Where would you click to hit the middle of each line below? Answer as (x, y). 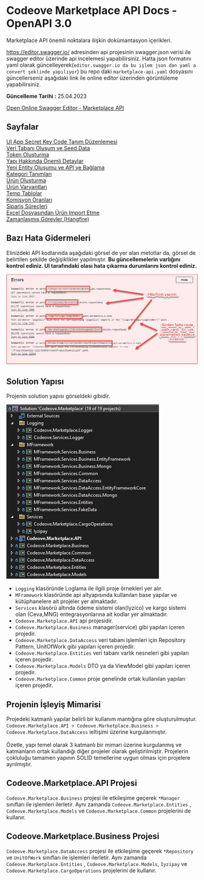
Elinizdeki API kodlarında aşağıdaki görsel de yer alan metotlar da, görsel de (101, 253)
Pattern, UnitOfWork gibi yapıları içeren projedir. (75, 647)
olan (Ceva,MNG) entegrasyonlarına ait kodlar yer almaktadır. (91, 615)
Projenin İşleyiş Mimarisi (54, 704)
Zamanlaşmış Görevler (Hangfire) (48, 219)
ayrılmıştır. (19, 764)
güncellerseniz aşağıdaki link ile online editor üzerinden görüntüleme (92, 78)
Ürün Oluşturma (26, 180)
